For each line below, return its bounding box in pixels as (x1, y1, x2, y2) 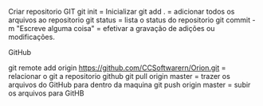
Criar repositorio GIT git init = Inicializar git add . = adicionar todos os (8, 7, 235, 16)
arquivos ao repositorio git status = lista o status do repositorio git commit (8, 15, 251, 25)
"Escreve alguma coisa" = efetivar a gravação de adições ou (16, 24, 215, 33)
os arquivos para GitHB (8, 88, 84, 98)
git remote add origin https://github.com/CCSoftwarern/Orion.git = (8, 63, 226, 73)
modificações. (8, 32, 56, 41)
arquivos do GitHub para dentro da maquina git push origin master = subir (8, 80, 251, 89)
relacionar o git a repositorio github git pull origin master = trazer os (8, 72, 231, 80)
